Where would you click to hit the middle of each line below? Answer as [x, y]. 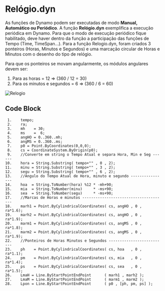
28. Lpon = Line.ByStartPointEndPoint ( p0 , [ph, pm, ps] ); [79, 284]
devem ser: [16, 69]
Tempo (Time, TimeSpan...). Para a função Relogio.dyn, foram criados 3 [78, 43]
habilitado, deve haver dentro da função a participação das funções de [77, 38]
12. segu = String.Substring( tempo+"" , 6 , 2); [60, 172]
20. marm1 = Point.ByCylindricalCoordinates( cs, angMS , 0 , [73, 223]
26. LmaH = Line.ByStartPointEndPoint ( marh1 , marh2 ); [75, 275]
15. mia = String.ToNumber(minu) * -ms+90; [59, 189]
